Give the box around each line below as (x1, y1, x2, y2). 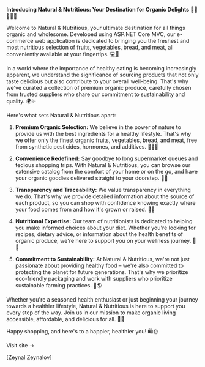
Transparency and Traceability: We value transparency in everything (15, 187, 191, 193)
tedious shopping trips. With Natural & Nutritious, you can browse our (15, 161, 191, 168)
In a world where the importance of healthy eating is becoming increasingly (6, 65, 197, 72)
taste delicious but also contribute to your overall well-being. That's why (6, 78, 188, 85)
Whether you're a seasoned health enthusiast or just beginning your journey (6, 296, 198, 303)
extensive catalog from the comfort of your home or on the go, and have (15, 168, 198, 175)
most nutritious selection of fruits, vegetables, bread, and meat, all (6, 43, 174, 51)
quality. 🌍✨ (6, 98, 37, 105)
